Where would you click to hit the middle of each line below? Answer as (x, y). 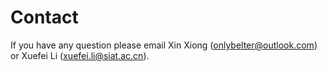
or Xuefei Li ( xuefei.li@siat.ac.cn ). (80, 55)
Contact (44, 17)
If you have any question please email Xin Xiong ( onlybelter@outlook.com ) (164, 45)
